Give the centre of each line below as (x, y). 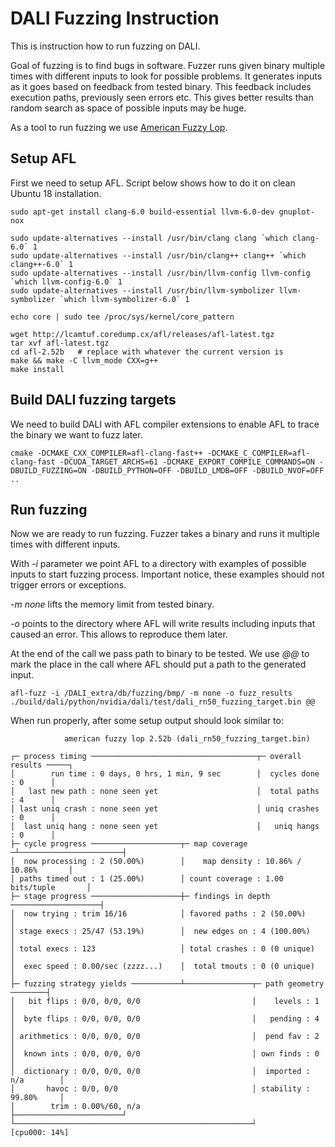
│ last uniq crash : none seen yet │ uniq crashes (165, 809)
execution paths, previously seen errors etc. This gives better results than (162, 97)
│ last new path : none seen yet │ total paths (165, 792)
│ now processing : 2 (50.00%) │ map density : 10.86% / (156, 862)
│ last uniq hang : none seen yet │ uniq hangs (165, 827)
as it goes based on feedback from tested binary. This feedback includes (161, 86)
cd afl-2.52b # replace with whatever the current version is (147, 352)
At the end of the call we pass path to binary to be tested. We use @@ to (160, 654)
